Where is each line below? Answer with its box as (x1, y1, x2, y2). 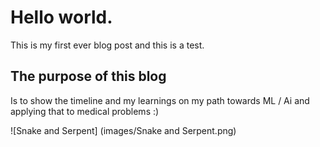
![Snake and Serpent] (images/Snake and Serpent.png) (10, 124, 237, 136)
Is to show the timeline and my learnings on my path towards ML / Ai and (10, 94, 310, 106)
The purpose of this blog (10, 68, 167, 85)
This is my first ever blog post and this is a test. (10, 39, 205, 51)
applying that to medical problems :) (10, 105, 160, 117)
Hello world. (10, 6, 113, 29)
